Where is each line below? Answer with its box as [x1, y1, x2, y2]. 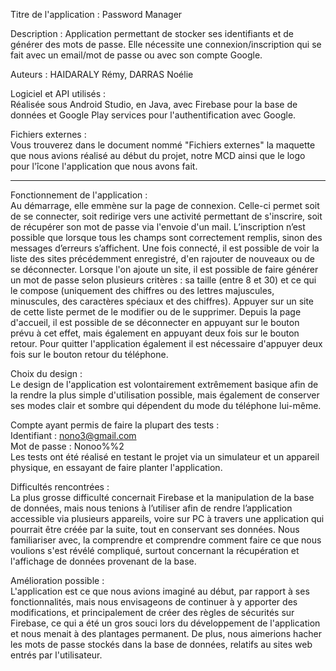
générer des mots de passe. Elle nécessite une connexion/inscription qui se [10, 39, 322, 50]
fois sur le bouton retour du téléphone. [10, 349, 169, 360]
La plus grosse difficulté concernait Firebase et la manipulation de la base [10, 492, 315, 503]
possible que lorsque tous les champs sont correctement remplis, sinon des [10, 232, 323, 243]
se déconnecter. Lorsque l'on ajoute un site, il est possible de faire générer [10, 264, 319, 275]
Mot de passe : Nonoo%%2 [10, 440, 125, 452]
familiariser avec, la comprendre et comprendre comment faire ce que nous [10, 534, 322, 546]
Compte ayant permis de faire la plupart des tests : [10, 419, 220, 431]
